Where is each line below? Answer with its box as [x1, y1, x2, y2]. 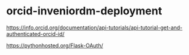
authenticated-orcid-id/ [6, 30, 65, 37]
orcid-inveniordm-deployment [6, 4, 162, 18]
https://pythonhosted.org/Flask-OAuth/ [6, 42, 104, 49]
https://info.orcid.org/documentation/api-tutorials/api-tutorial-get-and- [6, 24, 183, 31]
